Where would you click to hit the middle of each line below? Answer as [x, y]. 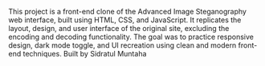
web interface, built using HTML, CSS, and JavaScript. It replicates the [125, 20]
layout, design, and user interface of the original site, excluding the [119, 28]
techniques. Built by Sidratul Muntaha [85, 54]
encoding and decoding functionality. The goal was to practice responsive [131, 37]
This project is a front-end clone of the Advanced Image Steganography [128, 12]
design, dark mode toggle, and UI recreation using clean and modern [122, 45]
